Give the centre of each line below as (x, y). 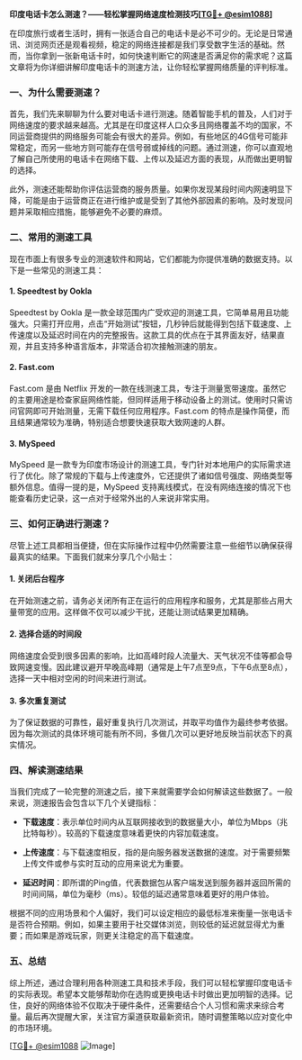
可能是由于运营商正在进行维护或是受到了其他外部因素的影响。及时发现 (155, 201)
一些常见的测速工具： (64, 270)
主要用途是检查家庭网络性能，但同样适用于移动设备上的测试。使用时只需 (151, 399)
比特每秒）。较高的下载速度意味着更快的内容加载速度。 (123, 833)
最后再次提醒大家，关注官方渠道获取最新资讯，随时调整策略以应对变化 (155, 1016)
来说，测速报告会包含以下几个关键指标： (84, 803)
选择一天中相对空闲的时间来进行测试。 (80, 678)
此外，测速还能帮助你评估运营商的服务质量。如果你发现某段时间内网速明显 (147, 189)
